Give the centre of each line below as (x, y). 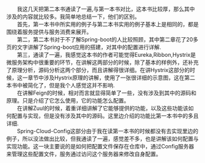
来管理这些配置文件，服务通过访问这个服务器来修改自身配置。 (84, 154)
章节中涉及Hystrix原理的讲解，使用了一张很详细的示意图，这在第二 (111, 78)
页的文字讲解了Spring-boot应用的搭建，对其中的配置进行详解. (84, 47)
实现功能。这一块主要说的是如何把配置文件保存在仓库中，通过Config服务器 (100, 146)
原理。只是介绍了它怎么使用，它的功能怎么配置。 (68, 100)
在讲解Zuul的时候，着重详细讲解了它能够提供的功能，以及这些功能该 (103, 108)
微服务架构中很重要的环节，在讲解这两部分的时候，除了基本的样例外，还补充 (103, 62)
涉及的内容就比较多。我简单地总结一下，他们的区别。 (73, 16)
